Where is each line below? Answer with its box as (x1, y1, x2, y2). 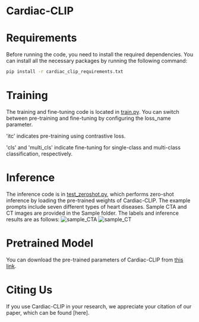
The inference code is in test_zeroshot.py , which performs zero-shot (6, 190, 174, 197)
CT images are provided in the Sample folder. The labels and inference (6, 209, 179, 216)
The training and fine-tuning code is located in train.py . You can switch (6, 108, 179, 115)
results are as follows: (6, 215, 60, 223)
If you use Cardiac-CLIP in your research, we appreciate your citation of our (6, 302, 192, 310)
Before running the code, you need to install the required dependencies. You (6, 51, 194, 58)
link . (6, 262, 17, 269)
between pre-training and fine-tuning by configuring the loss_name (6, 114, 171, 122)
